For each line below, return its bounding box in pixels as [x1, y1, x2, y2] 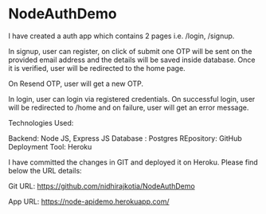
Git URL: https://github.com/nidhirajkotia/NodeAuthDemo [8, 181, 195, 191]
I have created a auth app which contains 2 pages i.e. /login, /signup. [8, 31, 235, 41]
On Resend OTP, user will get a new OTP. [8, 79, 143, 88]
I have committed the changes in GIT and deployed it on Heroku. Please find [8, 157, 259, 167]
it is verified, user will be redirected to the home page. [8, 63, 186, 72]
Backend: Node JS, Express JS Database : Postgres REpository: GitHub [8, 133, 243, 143]
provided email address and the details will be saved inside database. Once [8, 55, 256, 64]
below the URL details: [8, 165, 82, 175]
